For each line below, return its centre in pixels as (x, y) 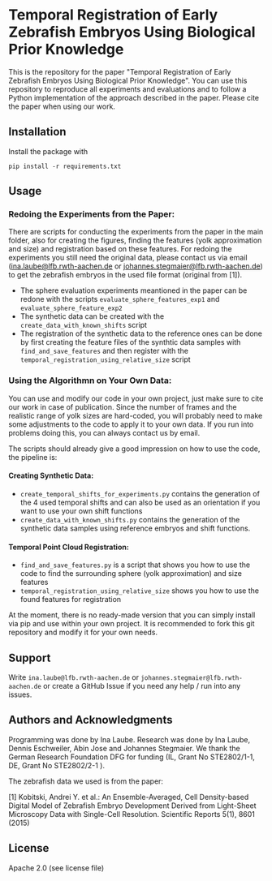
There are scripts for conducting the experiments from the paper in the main (136, 232)
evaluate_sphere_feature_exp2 (71, 309)
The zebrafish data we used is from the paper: (86, 781)
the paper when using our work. (62, 106)
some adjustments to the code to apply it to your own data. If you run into (131, 424)
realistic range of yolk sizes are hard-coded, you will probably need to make (136, 415)
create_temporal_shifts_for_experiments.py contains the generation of (140, 493)
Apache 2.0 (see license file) (56, 868)
